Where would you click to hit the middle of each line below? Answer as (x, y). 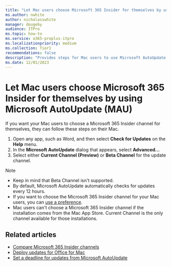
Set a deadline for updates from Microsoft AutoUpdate (70, 258)
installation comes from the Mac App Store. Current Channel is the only (88, 213)
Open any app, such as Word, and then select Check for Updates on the (89, 139)
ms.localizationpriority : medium (41, 43)
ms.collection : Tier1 (28, 48)
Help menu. (25, 144)
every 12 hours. (29, 191)
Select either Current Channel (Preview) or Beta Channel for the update (89, 155)
